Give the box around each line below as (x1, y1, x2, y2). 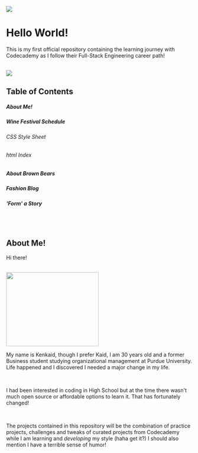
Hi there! (6, 254, 27, 261)
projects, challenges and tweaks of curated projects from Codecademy (6, 428, 180, 435)
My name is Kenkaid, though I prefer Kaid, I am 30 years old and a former (6, 351, 185, 358)
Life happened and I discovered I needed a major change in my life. (6, 363, 170, 371)
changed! (6, 399, 30, 406)
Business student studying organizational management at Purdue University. (6, 357, 192, 364)
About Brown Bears (6, 170, 55, 177)
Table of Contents (6, 87, 74, 97)
